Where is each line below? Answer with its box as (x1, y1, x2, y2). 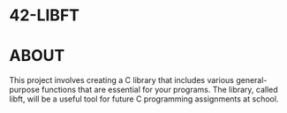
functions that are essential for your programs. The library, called (41, 85, 278, 95)
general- (235, 75, 268, 86)
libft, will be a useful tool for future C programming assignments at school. (9, 94, 279, 104)
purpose (9, 85, 40, 95)
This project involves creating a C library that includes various (9, 75, 234, 86)
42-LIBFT (9, 5, 80, 26)
